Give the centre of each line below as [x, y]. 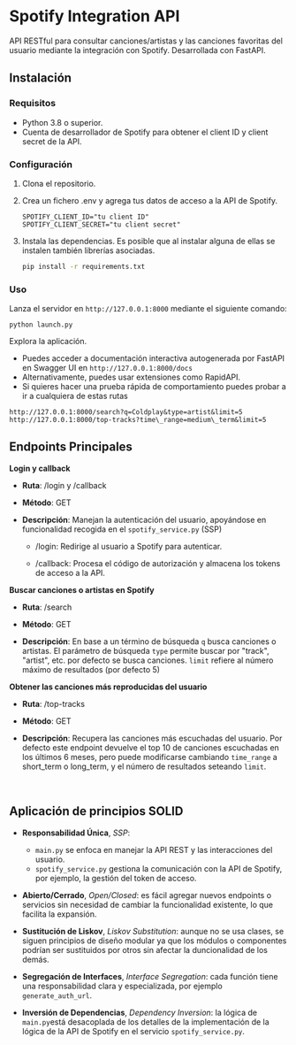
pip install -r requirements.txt [83, 266]
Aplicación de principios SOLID [96, 811]
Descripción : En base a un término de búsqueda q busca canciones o [149, 641]
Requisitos [32, 104]
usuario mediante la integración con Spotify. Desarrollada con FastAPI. [138, 50]
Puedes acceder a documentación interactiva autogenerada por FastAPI [153, 358]
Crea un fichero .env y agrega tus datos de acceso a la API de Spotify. [150, 200]
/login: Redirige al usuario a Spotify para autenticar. [129, 546]
